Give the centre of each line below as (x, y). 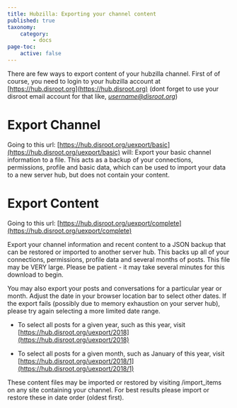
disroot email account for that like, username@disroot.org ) (93, 96)
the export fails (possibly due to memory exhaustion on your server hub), (114, 303)
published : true (31, 21)
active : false (41, 54)
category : (35, 34)
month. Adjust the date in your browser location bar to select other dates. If (117, 296)
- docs (42, 40)
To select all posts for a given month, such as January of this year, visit (121, 353)
